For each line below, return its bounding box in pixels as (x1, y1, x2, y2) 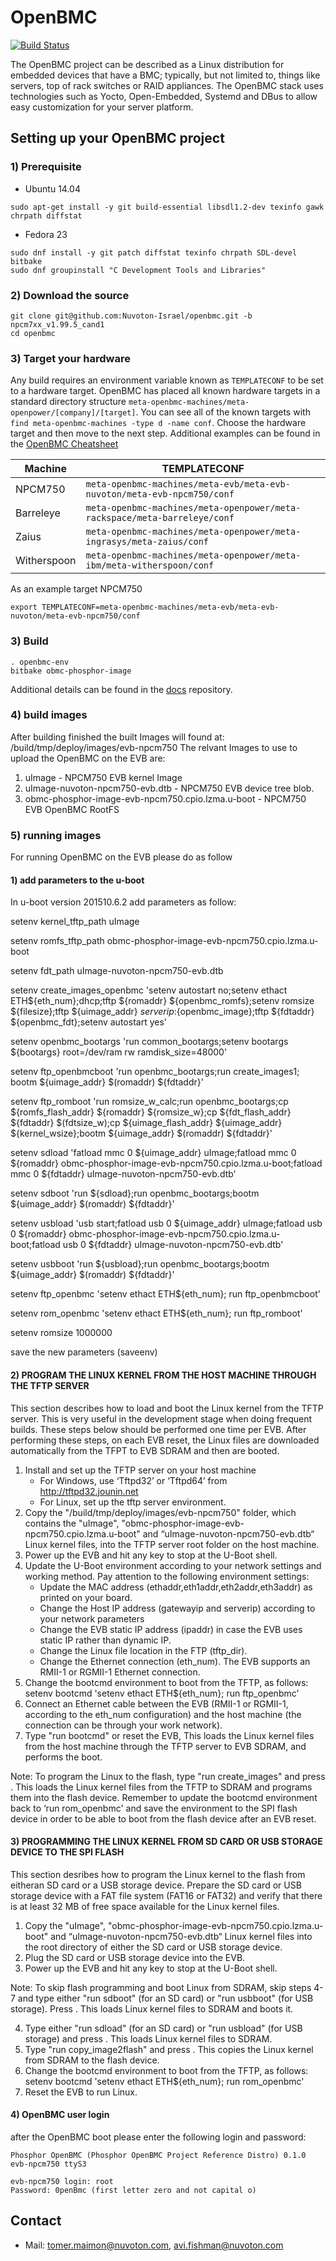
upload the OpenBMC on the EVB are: (10, 752, 166, 764)
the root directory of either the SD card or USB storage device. (24, 1941, 283, 1953)
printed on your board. (39, 1591, 133, 1603)
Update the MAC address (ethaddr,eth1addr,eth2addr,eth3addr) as (39, 1581, 313, 1593)
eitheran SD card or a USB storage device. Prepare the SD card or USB (10, 1879, 302, 1891)
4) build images (10, 708, 88, 722)
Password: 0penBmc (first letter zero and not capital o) (10, 2185, 257, 2195)
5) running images (10, 828, 102, 842)
